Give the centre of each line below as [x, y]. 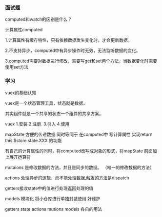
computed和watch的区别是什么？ [39, 19]
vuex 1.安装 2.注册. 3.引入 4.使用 [37, 124]
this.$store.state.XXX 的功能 [33, 140]
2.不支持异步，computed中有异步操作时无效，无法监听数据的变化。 [73, 50]
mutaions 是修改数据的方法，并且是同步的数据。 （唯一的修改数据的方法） [80, 167]
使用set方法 [17, 67]
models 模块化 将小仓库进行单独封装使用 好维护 [53, 198]
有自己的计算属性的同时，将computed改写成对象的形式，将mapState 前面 [79, 151]
